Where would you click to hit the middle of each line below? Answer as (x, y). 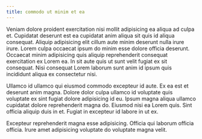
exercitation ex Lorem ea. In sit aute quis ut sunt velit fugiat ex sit (87, 61)
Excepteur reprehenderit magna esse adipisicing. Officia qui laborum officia (100, 123)
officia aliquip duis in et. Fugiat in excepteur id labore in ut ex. (82, 111)
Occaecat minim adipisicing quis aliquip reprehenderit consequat (87, 54)
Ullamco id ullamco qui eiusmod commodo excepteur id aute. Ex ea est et (97, 86)
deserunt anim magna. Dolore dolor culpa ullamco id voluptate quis (90, 92)
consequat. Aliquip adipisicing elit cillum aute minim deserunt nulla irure (95, 42)
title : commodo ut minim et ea (46, 12)
